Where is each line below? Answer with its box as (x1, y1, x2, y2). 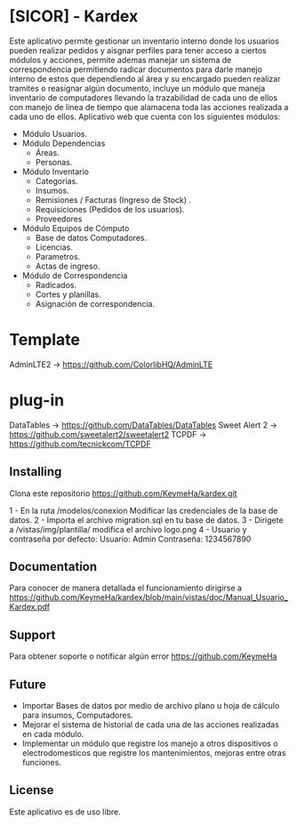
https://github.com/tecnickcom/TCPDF (9, 438, 151, 449)
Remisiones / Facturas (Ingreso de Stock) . (35, 194, 192, 205)
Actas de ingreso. (35, 261, 100, 271)
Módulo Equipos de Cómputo (21, 222, 130, 233)
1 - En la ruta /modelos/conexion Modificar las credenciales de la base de (9, 505, 278, 516)
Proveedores (35, 213, 83, 224)
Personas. (35, 156, 73, 167)
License (9, 782, 54, 798)
